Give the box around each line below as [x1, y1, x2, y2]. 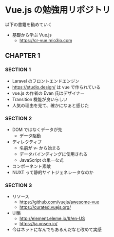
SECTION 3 [5, 182, 32, 189]
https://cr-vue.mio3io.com [19, 37, 72, 43]
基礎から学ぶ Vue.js [12, 32, 52, 38]
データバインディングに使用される [19, 151, 88, 157]
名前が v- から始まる [19, 145, 61, 151]
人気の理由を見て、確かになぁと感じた [12, 102, 89, 108]
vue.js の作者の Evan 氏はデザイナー [12, 90, 85, 96]
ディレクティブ [12, 139, 42, 145]
